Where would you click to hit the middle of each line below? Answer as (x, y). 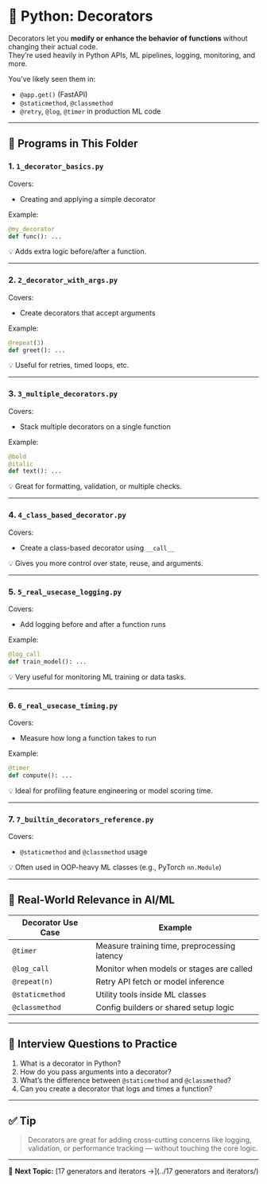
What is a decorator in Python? (70, 1063)
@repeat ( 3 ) (26, 342)
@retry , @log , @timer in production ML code (90, 111)
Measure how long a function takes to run (88, 737)
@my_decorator (32, 229)
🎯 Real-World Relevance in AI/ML (91, 900)
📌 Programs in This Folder (73, 143)
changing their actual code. (53, 46)
